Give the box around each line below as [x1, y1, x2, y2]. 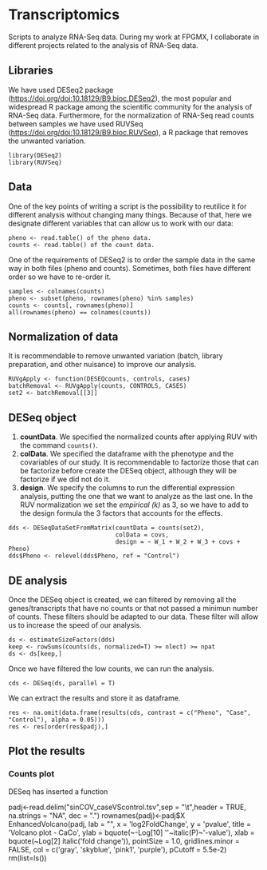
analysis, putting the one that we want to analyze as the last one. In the [19, 492, 253, 501]
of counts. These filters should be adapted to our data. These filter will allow [8, 612, 259, 621]
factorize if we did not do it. [19, 474, 111, 485]
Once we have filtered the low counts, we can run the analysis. [8, 664, 214, 673]
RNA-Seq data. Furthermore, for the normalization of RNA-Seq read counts [8, 110, 255, 120]
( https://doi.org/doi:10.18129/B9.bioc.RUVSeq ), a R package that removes [8, 127, 249, 137]
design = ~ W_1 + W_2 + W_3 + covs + [115, 538, 241, 546]
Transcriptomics [8, 6, 120, 24]
